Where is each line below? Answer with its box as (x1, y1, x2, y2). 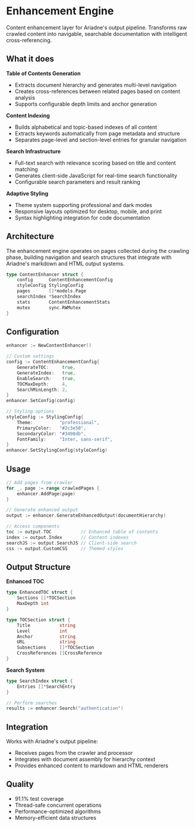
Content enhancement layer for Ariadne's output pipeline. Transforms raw (6, 24, 187, 31)
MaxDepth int (17, 601, 49, 607)
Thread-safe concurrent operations (14, 801, 102, 809)
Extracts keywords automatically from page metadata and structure (14, 129, 180, 137)
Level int (17, 628, 68, 634)
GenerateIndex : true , (17, 370, 76, 376)
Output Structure (6, 562, 71, 572)
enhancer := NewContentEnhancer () (6, 342, 92, 348)
